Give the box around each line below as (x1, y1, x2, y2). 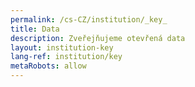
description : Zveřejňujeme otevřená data (10, 33, 186, 43)
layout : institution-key (10, 42, 114, 53)
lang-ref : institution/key (10, 52, 123, 62)
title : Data (10, 24, 60, 34)
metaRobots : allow (10, 61, 87, 71)
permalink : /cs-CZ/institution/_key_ (10, 14, 168, 25)
